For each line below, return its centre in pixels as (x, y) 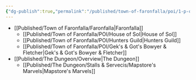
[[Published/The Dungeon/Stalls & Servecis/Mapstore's (89, 65)
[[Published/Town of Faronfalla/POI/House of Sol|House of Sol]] (100, 34)
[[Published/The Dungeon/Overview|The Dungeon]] (77, 59)
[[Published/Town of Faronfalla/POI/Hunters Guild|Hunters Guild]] (102, 40)
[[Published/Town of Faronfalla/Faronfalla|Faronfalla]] (79, 28)
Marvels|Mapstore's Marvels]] (59, 71)
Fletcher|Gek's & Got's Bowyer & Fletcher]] (75, 52)
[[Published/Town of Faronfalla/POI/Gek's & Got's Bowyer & (94, 46)
